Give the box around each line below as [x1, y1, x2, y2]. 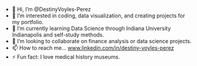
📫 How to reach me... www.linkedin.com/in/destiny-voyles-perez [11, 44, 174, 51]
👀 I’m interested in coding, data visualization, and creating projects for [11, 12, 186, 19]
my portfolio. [11, 19, 44, 25]
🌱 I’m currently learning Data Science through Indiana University [11, 25, 171, 32]
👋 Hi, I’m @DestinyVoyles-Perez [11, 6, 91, 13]
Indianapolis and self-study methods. [11, 31, 105, 38]
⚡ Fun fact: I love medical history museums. [11, 53, 120, 60]
